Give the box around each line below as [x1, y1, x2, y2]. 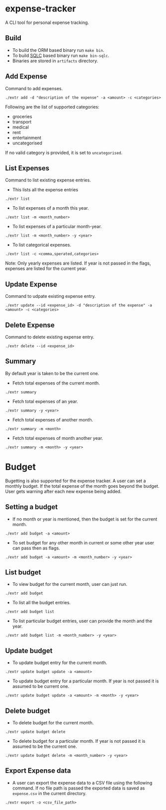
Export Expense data [5, 767, 71, 775]
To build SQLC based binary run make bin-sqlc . [12, 52, 109, 58]
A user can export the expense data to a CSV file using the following [12, 780, 153, 786]
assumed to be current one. [12, 683, 70, 689]
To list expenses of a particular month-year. [12, 224, 102, 230]
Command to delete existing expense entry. [5, 334, 94, 340]
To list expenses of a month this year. [12, 205, 89, 211]
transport [12, 119, 32, 125]
